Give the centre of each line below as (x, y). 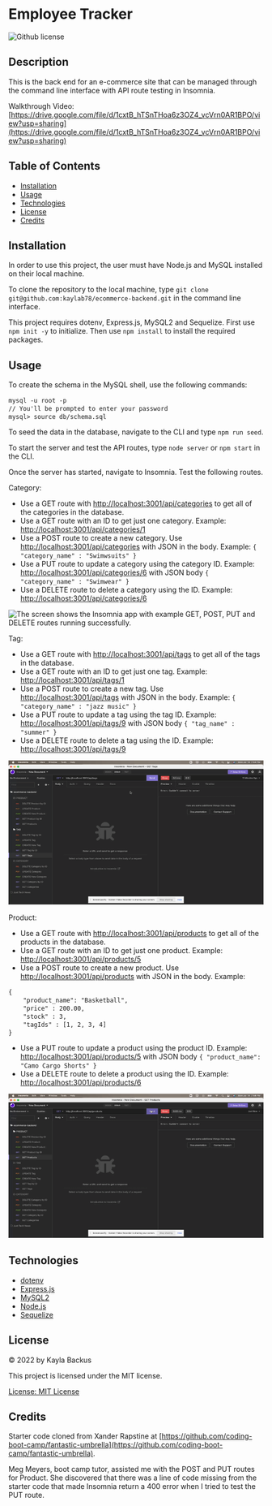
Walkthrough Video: (41, 106)
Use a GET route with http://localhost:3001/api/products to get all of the (139, 934)
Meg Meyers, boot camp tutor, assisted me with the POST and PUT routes (132, 1469)
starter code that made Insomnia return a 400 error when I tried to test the (132, 1487)
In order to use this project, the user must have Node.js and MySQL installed (136, 265)
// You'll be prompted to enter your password (88, 409)
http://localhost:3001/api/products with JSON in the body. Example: (132, 977)
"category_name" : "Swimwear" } (74, 582)
